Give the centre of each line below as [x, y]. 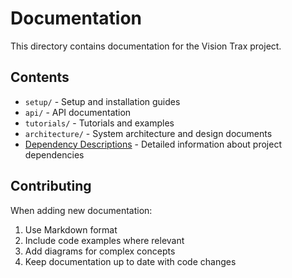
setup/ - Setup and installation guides [102, 101]
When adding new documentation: [81, 210]
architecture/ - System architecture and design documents [148, 133]
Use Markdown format [71, 229]
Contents [40, 77]
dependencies [54, 154]
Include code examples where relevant [104, 240]
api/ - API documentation [78, 112]
